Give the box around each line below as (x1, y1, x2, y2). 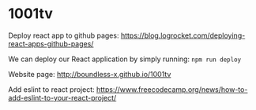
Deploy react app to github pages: (8, 31, 119, 40)
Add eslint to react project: (8, 84, 95, 94)
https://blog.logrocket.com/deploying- (120, 31, 246, 40)
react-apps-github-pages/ (8, 38, 94, 48)
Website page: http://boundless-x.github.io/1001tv (8, 69, 171, 79)
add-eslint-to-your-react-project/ (8, 93, 117, 102)
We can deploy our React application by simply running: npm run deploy (8, 54, 242, 64)
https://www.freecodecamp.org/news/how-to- (96, 84, 248, 94)
